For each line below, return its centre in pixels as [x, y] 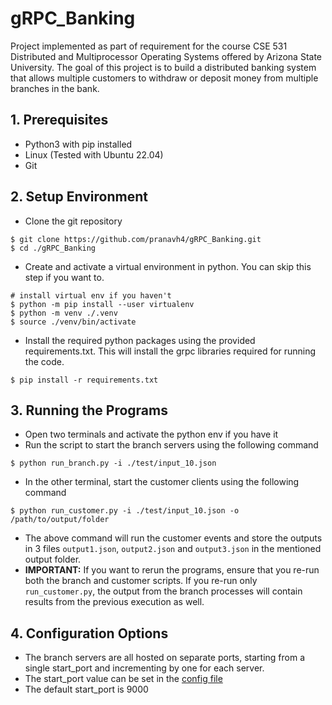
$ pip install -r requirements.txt [84, 380]
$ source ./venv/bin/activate [73, 322]
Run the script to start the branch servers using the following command [171, 445]
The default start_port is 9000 [86, 689]
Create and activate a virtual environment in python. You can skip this [168, 266]
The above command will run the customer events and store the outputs [173, 538]
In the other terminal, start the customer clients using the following [162, 482]
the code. [44, 361]
